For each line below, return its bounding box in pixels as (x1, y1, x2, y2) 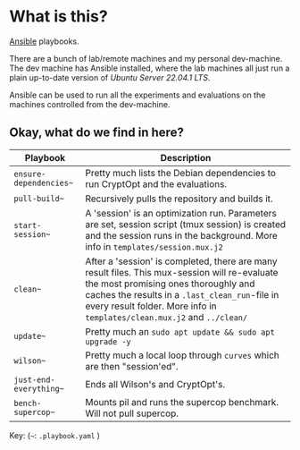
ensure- (13, 168, 46, 179)
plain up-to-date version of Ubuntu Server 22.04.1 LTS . (9, 72, 211, 82)
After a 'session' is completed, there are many (84, 255, 278, 267)
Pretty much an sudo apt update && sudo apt (84, 325, 275, 337)
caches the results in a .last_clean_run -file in (84, 288, 279, 301)
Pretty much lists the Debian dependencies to (84, 166, 277, 179)
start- (13, 220, 42, 230)
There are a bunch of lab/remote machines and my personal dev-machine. (9, 53, 283, 64)
